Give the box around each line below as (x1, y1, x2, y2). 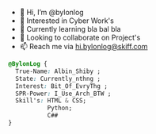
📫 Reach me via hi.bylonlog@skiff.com (19, 42, 148, 51)
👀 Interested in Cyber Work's (19, 16, 115, 25)
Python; (47, 104, 73, 113)
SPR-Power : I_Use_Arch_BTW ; (15, 90, 112, 98)
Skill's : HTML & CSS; (15, 97, 87, 105)
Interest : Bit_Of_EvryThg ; (15, 82, 108, 90)
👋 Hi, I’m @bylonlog (19, 8, 85, 17)
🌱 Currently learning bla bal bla (19, 25, 121, 33)
